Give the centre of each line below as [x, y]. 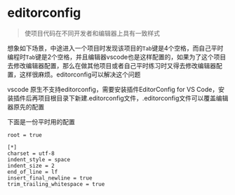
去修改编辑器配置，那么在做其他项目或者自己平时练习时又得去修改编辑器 [112, 65]
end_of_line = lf [33, 172]
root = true [25, 135]
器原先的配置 [26, 107]
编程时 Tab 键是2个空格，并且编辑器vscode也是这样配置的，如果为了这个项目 [117, 57]
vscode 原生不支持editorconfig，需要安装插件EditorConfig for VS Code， [113, 89]
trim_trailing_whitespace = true [56, 184]
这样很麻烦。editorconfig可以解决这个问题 [80, 74]
